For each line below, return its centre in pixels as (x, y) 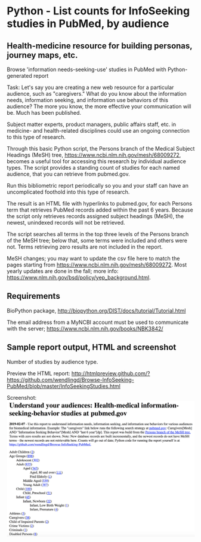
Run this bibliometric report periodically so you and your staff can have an (98, 186)
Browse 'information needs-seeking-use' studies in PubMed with (86, 69)
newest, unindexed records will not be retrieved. (66, 223)
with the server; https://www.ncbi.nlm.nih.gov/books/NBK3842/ (85, 328)
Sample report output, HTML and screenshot (92, 347)
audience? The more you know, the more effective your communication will (99, 106)
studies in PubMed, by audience (88, 24)
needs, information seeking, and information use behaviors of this (88, 100)
